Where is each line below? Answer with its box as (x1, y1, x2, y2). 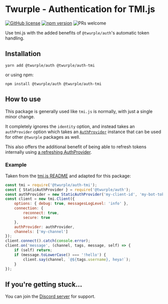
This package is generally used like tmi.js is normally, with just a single (5, 108, 153, 114)
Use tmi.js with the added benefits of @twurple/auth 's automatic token (5, 30, 149, 36)
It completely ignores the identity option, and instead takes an (5, 123, 135, 129)
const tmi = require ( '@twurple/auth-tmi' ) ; (5, 182, 97, 187)
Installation (5, 50, 41, 58)
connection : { (14, 206, 43, 211)
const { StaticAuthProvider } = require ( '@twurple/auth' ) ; (5, 187, 131, 192)
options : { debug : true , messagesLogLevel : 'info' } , (14, 201, 128, 206)
